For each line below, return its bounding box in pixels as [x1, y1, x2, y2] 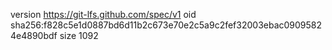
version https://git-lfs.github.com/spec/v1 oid [10, 9, 197, 20]
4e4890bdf [10, 30, 58, 41]
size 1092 [59, 30, 99, 41]
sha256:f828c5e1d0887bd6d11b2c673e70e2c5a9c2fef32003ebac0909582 [10, 19, 323, 31]
